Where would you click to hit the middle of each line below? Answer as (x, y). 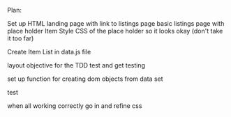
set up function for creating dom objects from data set (85, 79)
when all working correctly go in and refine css (75, 106)
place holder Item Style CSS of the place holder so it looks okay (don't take (115, 31)
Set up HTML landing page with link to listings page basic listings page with (116, 23)
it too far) (21, 38)
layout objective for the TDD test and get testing (76, 65)
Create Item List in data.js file (49, 52)
